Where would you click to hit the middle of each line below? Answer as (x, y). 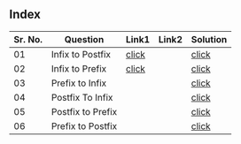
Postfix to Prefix (84, 111)
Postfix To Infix (82, 97)
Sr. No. (28, 39)
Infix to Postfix (81, 54)
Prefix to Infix (79, 83)
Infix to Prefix (79, 68)
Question (84, 39)
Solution (209, 39)
